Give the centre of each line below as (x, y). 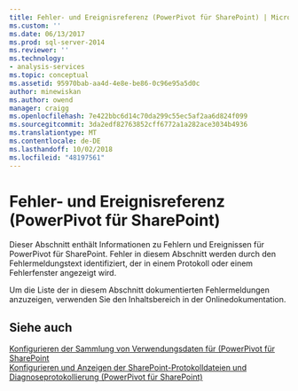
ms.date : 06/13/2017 (47, 34)
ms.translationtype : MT (53, 133)
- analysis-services (47, 67)
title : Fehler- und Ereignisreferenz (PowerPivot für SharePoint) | (138, 17)
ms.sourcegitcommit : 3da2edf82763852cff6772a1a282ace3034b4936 (129, 125)
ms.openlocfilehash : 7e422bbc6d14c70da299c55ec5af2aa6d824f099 (129, 116)
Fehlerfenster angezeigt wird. (63, 273)
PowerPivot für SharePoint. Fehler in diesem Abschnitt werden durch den (143, 254)
